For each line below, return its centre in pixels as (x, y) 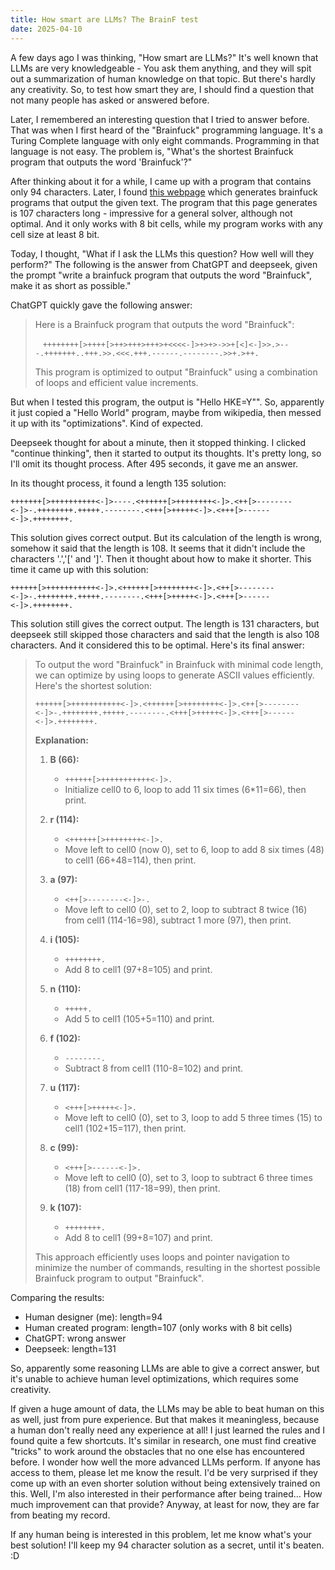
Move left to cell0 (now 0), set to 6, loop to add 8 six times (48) (194, 849)
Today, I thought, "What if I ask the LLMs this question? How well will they (162, 253)
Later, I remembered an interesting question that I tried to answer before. (160, 119)
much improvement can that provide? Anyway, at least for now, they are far (165, 1504)
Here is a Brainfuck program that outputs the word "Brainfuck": (164, 324)
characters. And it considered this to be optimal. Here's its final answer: (157, 645)
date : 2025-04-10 (46, 29)
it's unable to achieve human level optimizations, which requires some (154, 1378)
